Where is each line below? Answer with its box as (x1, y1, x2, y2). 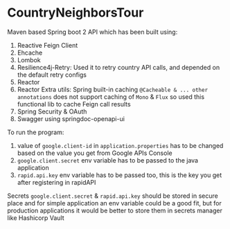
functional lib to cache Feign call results (17, 100, 131, 108)
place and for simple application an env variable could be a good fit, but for (7, 199, 222, 207)
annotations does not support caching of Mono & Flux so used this (17, 92, 205, 101)
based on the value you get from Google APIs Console (17, 149, 172, 157)
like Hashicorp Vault (7, 213, 64, 222)
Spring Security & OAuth (17, 107, 87, 116)
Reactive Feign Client (17, 41, 78, 49)
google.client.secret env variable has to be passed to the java (17, 156, 199, 164)
